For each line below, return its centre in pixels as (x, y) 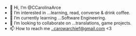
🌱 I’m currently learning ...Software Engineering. (58, 18)
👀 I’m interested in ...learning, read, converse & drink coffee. (70, 13)
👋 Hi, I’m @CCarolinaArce (35, 8)
